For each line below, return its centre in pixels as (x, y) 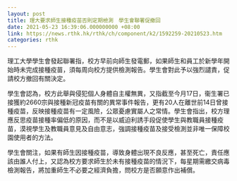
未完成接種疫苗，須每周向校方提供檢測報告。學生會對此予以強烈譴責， (121, 70)
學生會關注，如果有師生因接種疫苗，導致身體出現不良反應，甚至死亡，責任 (115, 153)
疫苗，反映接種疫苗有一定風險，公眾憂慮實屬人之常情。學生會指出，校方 (118, 111)
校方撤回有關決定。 (41, 79)
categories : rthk (33, 40)
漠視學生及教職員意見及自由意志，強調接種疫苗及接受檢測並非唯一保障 (121, 129)
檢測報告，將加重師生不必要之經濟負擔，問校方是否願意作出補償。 (103, 170)
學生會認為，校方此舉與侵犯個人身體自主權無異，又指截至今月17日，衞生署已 (119, 94)
